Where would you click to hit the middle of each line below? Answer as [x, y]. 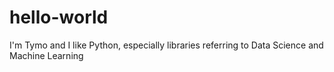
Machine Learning [46, 55]
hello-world [59, 17]
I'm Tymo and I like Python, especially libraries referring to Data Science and [166, 45]
